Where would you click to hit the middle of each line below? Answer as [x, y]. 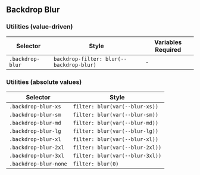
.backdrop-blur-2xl [37, 147]
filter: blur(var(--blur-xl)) [116, 139]
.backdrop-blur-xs [35, 106]
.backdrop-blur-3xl [37, 155]
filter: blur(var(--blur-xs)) [116, 106]
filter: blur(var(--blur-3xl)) [117, 155]
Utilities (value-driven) [40, 27]
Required [168, 49]
